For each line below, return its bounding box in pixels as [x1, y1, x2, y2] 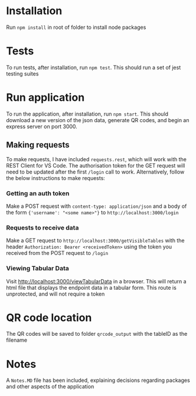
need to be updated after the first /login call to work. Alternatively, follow [6, 168, 185, 175]
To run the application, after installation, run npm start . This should [6, 110, 169, 117]
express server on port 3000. [6, 123, 78, 130]
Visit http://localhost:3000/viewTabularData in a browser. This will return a [6, 277, 187, 284]
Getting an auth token [6, 189, 70, 197]
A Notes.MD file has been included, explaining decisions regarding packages [6, 377, 190, 384]
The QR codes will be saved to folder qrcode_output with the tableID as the [6, 330, 188, 338]
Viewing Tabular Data [6, 264, 69, 273]
